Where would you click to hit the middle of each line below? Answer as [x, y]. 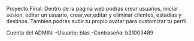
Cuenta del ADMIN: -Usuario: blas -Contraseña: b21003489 [80, 33]
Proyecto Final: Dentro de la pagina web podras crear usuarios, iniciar [92, 9]
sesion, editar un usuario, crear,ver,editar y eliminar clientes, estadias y [94, 15]
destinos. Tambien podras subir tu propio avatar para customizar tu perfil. [97, 21]
